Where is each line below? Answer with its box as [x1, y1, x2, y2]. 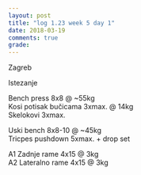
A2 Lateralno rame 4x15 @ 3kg [8, 158, 109, 167]
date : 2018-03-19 [8, 26, 66, 34]
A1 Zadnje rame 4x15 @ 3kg [8, 150, 99, 159]
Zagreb [8, 63, 32, 72]
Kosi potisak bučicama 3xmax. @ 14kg [8, 102, 134, 112]
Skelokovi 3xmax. [8, 110, 66, 120]
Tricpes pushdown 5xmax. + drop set [8, 134, 131, 143]
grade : [8, 41, 30, 49]
